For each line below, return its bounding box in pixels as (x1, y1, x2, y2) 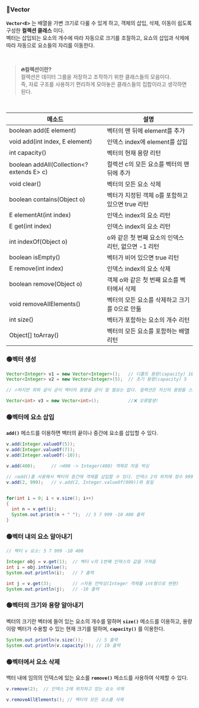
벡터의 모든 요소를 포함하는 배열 (107, 327, 190, 335)
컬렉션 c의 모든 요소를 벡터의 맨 (107, 160, 190, 169)
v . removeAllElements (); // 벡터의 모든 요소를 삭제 (6, 697, 124, 703)
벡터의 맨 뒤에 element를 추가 (107, 127, 185, 135)
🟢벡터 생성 (6, 355, 37, 364)
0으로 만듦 (114, 305, 142, 313)
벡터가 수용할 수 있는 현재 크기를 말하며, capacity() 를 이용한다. (17, 625, 165, 632)
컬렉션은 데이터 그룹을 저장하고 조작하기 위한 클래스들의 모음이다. (20, 74, 171, 81)
